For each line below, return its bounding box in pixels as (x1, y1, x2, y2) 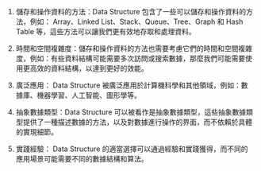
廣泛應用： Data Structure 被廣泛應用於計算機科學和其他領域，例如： (15, 80, 242, 90)
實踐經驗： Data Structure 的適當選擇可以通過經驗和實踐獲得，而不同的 (15, 144, 248, 154)
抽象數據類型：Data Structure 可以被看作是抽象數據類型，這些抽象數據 (15, 107, 247, 117)
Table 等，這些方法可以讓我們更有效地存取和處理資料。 (15, 27, 196, 36)
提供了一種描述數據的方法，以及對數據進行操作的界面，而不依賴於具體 (22, 118, 252, 126)
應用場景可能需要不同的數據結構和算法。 (15, 154, 148, 163)
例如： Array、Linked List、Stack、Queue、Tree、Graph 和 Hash (29, 17, 244, 26)
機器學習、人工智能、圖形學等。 (36, 91, 141, 99)
